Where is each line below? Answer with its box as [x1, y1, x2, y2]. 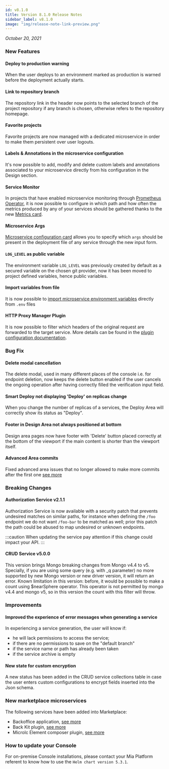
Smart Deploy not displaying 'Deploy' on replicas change [5, 393, 127, 399]
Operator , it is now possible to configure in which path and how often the [5, 201, 157, 207]
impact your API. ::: [5, 539, 45, 545]
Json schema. [5, 685, 34, 691]
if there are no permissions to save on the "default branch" [12, 640, 135, 647]
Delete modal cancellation [5, 360, 62, 366]
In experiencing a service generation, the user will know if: [5, 625, 127, 632]
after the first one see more [5, 471, 62, 477]
